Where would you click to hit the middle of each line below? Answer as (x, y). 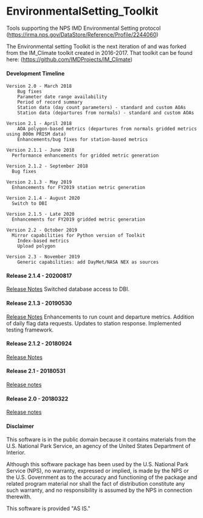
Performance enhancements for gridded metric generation (85, 156)
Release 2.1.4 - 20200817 (39, 275)
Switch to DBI (29, 204)
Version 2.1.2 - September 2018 (47, 166)
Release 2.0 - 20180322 (37, 399)
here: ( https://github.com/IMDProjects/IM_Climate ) (69, 59)
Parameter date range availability (62, 97)
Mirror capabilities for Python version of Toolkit (79, 236)
